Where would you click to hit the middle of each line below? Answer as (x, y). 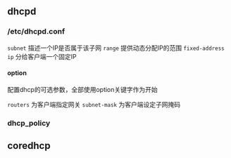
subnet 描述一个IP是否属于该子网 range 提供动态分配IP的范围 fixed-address (116, 48)
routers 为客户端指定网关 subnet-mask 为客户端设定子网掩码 (94, 104)
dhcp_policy (29, 123)
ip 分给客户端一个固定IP (42, 56)
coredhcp (29, 146)
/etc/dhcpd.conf (36, 32)
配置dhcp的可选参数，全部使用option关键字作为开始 (83, 89)
